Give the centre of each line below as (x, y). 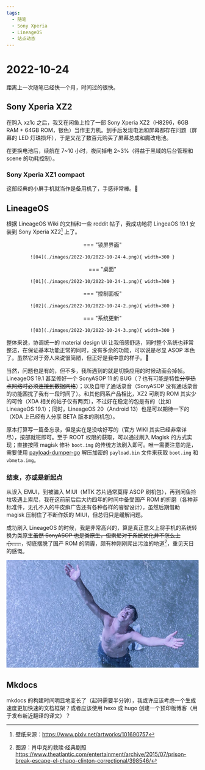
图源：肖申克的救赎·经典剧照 (51, 747)
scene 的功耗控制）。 (32, 158)
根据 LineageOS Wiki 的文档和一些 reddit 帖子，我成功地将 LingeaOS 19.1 (97, 224)
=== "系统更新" (103, 318)
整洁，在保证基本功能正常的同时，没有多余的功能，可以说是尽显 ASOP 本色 (101, 350)
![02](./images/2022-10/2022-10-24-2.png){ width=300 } (103, 306)
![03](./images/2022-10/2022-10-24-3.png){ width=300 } (103, 330)
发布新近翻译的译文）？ (41, 716)
